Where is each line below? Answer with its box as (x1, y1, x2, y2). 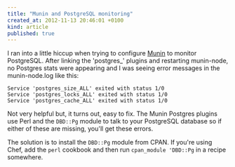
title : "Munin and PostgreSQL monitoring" (7, 10, 133, 18)
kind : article (7, 23, 49, 30)
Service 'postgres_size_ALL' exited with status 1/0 (7, 85, 165, 92)
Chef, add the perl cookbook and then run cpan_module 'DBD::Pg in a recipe (7, 145, 227, 154)
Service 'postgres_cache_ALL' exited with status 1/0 (7, 98, 168, 105)
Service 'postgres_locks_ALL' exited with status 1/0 (7, 91, 168, 98)
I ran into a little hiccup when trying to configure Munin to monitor (7, 49, 197, 58)
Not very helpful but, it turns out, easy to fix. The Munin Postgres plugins (7, 109, 217, 118)
